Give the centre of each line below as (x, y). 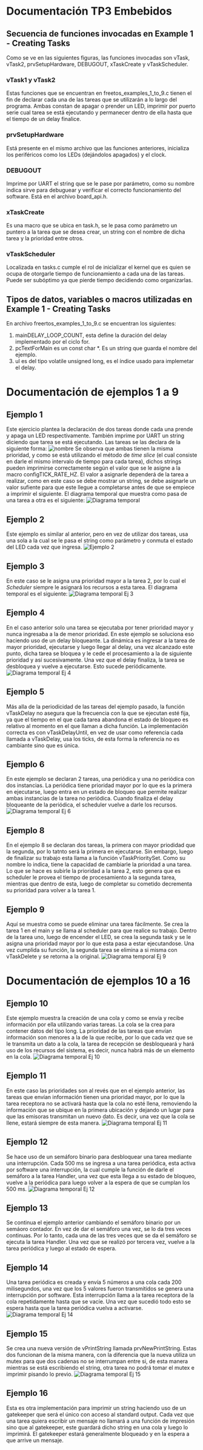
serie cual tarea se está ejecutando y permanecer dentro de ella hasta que (99, 113)
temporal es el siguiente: (37, 594)
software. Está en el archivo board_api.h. (57, 196)
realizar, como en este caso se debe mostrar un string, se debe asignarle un (101, 481)
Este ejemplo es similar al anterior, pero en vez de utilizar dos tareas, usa (97, 534)
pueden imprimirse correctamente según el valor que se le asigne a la (93, 468)
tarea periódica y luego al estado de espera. (62, 1249)
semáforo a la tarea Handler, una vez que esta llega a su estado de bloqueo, (101, 1176)
